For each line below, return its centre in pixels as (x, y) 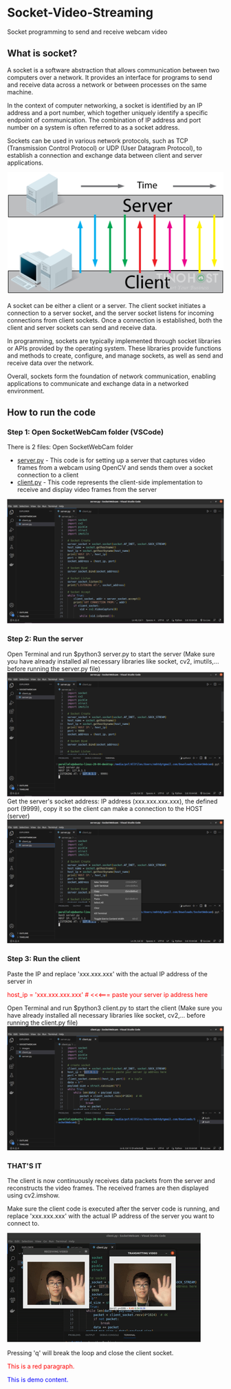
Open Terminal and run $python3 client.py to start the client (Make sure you (114, 1008)
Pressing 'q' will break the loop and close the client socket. (90, 1353)
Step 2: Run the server (45, 639)
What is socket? (42, 53)
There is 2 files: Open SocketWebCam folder (70, 447)
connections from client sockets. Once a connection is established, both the (115, 320)
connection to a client (48, 475)
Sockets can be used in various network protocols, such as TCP (98, 141)
